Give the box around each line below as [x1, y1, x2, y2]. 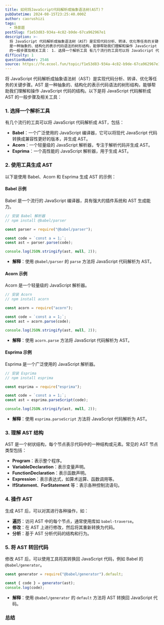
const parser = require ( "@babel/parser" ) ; [5, 227, 93, 232]
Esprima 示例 [5, 349, 32, 355]
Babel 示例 [5, 186, 27, 192]
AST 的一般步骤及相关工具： [5, 94, 62, 100]
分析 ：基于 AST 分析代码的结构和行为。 [12, 530, 92, 536]
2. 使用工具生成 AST [5, 162, 53, 169]
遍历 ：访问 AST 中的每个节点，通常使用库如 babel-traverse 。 [12, 518, 137, 524]
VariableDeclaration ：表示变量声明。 [12, 464, 88, 470]
